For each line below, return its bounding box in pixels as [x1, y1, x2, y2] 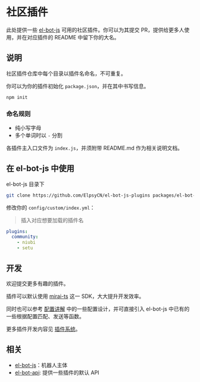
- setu [17, 245, 33, 251]
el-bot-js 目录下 [6, 180, 45, 188]
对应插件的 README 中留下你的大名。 [26, 33, 120, 41]
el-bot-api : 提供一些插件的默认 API [14, 369, 99, 376]
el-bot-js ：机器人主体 [14, 361, 68, 368]
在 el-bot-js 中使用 [6, 163, 74, 173]
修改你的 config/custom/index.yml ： [6, 204, 95, 211]
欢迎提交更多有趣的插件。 [6, 279, 69, 287]
